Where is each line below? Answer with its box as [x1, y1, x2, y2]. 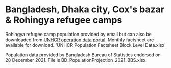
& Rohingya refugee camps [5, 14, 123, 26]
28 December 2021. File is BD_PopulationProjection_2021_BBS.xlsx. [5, 57, 147, 63]
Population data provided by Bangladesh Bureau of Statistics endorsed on [5, 52, 161, 58]
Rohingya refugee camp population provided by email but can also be [5, 31, 152, 37]
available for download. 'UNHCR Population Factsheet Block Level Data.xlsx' [5, 42, 166, 48]
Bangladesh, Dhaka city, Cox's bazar [5, 4, 165, 15]
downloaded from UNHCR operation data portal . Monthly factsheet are [5, 37, 154, 43]
